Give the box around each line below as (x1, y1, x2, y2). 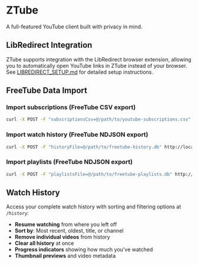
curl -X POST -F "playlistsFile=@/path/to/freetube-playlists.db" (6, 171, 173, 177)
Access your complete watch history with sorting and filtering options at (6, 203, 181, 210)
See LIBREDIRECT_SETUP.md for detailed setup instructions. (6, 68, 154, 76)
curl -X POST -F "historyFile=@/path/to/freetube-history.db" (6, 144, 162, 150)
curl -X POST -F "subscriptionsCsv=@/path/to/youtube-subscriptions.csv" (6, 116, 192, 123)
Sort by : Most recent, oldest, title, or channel (14, 227, 124, 234)
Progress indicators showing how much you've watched (14, 246, 153, 253)
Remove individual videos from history (14, 234, 110, 241)
